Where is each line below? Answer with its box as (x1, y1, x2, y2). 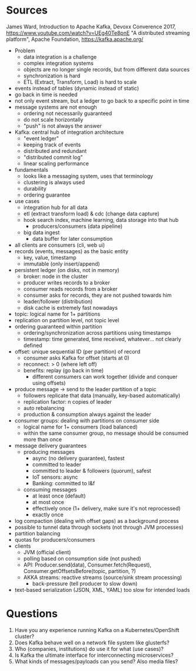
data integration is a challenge (23, 53, 97, 60)
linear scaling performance (23, 160, 89, 167)
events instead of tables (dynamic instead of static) (14, 84, 139, 91)
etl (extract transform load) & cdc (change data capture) (23, 210, 160, 217)
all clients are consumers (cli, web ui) (14, 241, 105, 248)
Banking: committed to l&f (32, 479, 95, 487)
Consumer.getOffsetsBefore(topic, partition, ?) (23, 567, 137, 574)
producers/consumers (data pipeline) (32, 222, 123, 230)
